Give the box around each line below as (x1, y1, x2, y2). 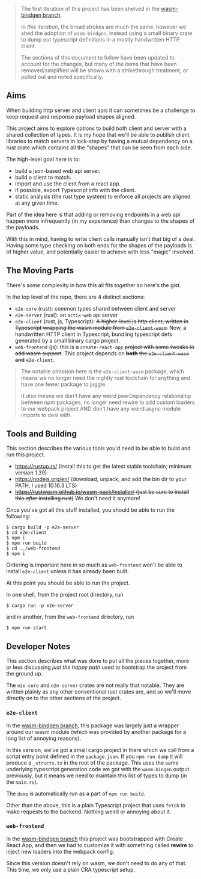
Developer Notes (6, 641, 71, 651)
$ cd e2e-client (6, 530, 47, 536)
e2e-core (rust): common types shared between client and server (14, 305, 176, 312)
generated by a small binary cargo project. (14, 337, 120, 344)
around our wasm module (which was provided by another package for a (6, 728, 187, 735)
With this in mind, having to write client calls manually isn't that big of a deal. (6, 235, 196, 243)
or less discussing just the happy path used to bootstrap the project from (6, 663, 187, 671)
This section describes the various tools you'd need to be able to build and (6, 445, 191, 452)
